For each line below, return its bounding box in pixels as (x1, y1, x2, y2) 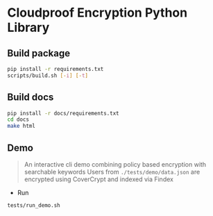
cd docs (7, 116, 30, 123)
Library (7, 19, 50, 35)
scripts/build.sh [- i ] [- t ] (7, 72, 89, 79)
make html (7, 123, 36, 130)
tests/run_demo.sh (7, 202, 60, 209)
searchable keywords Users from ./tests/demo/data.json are (24, 168, 201, 176)
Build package (7, 47, 71, 59)
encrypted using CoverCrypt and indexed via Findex (24, 175, 173, 183)
